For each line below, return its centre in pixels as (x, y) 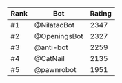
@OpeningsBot (59, 36)
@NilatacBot (54, 25)
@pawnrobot (55, 70)
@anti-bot (51, 47)
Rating (101, 13)
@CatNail (50, 59)
